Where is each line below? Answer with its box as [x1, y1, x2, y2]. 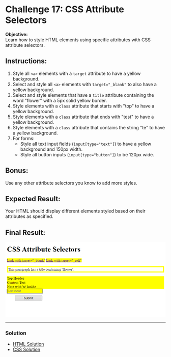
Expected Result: [5, 195, 61, 203]
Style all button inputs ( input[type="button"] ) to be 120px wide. [20, 151, 154, 157]
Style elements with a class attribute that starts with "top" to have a [12, 103, 155, 109]
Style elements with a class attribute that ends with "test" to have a [12, 114, 154, 120]
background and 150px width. [20, 146, 83, 152]
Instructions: [5, 57, 47, 66]
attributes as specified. [5, 213, 53, 219]
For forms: [12, 135, 35, 141]
